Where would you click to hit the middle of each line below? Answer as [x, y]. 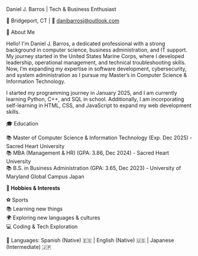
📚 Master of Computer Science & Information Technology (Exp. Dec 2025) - [99, 137]
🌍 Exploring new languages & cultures [53, 217]
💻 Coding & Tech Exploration [42, 226]
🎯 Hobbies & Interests [33, 188]
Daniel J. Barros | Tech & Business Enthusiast [61, 9]
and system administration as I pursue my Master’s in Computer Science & [97, 75]
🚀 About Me [21, 32]
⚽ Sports [17, 200]
